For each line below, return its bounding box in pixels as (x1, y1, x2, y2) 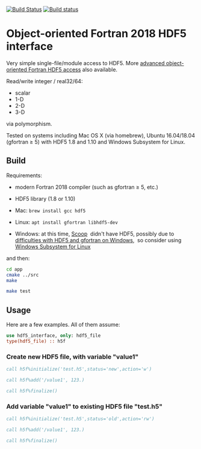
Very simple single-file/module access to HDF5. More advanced (6, 59, 165, 66)
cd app (6, 266, 23, 272)
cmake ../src (6, 272, 39, 278)
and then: (6, 254, 30, 262)
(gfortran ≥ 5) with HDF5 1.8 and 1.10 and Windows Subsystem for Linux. (6, 138, 185, 145)
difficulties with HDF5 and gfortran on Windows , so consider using (14, 236, 182, 243)
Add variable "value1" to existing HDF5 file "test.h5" (6, 402, 162, 410)
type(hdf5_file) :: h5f (6, 338, 66, 344)
